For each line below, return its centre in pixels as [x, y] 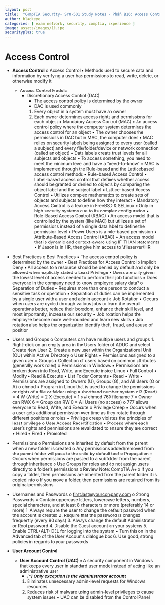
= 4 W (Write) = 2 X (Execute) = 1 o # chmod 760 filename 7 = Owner [82, 397]
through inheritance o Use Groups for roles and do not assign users [80, 464]
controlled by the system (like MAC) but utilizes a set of [90, 221]
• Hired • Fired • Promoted [40, 433]
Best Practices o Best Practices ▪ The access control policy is [75, 257]
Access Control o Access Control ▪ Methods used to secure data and [83, 70]
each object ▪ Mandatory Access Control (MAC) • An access [96, 121]
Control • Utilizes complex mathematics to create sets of [91, 195]
